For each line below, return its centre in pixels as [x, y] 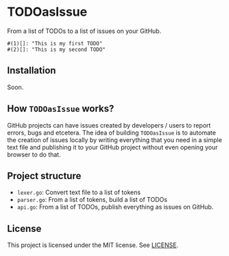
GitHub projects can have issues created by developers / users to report [109, 125]
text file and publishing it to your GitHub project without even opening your [112, 147]
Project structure [44, 176]
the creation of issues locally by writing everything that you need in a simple [115, 140]
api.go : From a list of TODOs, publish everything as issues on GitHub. [115, 207]
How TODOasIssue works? [61, 109]
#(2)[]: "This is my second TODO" [57, 49]
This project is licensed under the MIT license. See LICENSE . [93, 245]
